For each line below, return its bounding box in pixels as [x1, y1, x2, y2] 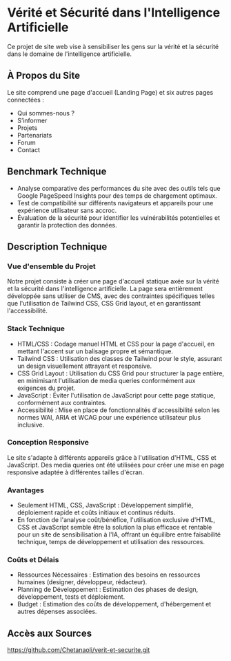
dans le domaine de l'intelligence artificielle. [7, 50, 132, 58]
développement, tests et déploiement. [17, 593, 125, 601]
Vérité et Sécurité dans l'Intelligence [7, 5, 221, 21]
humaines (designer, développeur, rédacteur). [17, 578, 148, 586]
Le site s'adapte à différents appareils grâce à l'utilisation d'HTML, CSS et [7, 453, 217, 461]
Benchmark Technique [7, 166, 107, 178]
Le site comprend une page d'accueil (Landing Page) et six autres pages [7, 88, 214, 96]
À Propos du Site [7, 70, 81, 82]
